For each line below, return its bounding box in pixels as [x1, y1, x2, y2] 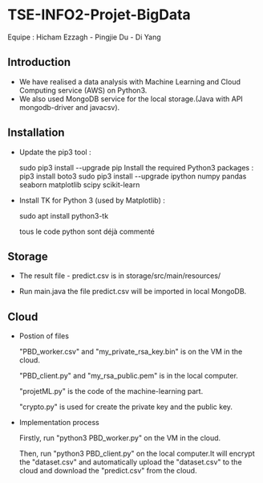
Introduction [7, 55, 71, 69]
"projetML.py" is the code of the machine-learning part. [18, 387, 204, 396]
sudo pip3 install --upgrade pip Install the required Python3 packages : [18, 162, 254, 172]
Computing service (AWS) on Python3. [18, 85, 148, 95]
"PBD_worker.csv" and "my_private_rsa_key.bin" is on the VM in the [18, 347, 243, 357]
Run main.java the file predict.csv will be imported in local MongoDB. [18, 287, 247, 297]
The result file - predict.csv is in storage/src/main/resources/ [18, 271, 221, 280]
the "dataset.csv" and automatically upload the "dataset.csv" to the [18, 457, 242, 467]
